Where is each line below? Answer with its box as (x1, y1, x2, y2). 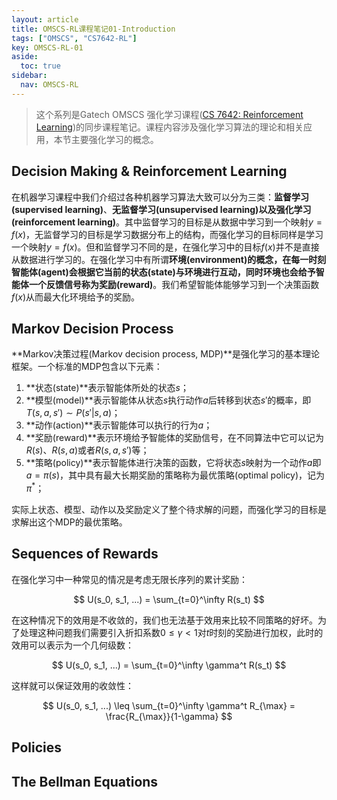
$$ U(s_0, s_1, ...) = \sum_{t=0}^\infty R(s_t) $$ (73, 593, 265, 605)
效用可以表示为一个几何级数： (11, 639, 134, 651)
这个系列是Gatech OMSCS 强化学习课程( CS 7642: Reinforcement (35, 108, 304, 120)
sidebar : (11, 71, 48, 81)
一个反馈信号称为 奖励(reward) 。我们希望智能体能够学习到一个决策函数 (28, 278, 320, 290)
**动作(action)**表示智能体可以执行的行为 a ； (25, 419, 213, 431)
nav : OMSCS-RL (20, 80, 79, 90)
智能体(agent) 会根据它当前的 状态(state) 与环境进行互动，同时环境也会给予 (11, 266, 316, 278)
